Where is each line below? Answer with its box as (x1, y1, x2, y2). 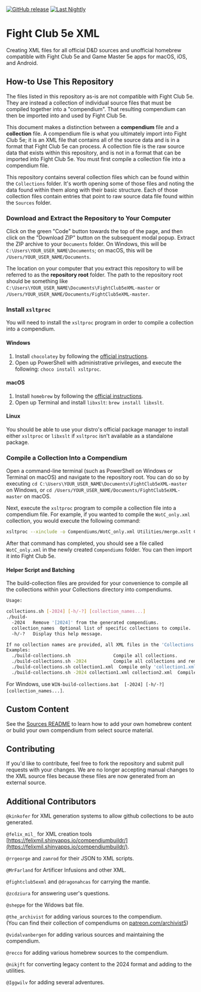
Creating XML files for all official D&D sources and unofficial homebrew (6, 46, 182, 53)
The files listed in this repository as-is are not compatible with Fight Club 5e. (6, 93, 194, 100)
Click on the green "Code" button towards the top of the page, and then (6, 228, 183, 235)
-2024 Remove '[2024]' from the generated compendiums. (11, 619, 160, 625)
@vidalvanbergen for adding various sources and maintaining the (6, 931, 165, 939)
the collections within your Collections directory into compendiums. (6, 586, 172, 593)
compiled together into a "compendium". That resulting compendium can (6, 105, 186, 112)
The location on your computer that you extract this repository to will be (6, 265, 184, 272)
